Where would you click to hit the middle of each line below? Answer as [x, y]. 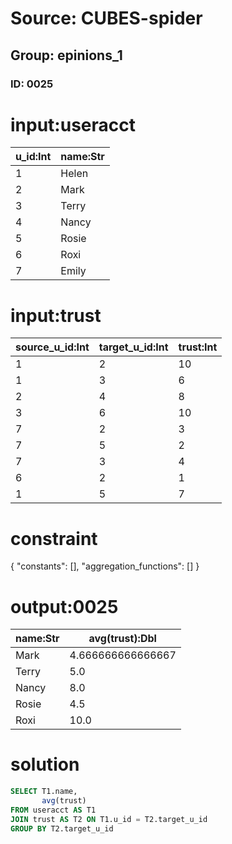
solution [45, 764]
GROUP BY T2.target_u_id [62, 828]
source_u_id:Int [52, 347]
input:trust [56, 315]
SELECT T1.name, [44, 792]
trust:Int [198, 347]
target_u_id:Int [133, 347]
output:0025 [64, 606]
